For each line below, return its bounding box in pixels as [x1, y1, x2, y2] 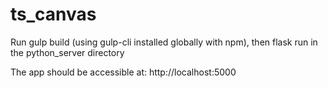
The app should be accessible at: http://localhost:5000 [10, 66, 237, 78]
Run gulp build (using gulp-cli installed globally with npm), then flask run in [10, 36, 318, 48]
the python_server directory [10, 46, 125, 58]
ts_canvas [10, 3, 97, 26]
